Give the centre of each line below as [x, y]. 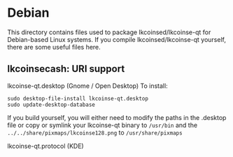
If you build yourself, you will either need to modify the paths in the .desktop [117, 117]
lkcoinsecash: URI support [66, 69]
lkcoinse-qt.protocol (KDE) [45, 146]
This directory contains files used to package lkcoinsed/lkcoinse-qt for [109, 32]
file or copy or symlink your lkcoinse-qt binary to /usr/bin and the [103, 125]
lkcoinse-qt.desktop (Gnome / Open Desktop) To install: [87, 86]
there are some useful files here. [54, 47]
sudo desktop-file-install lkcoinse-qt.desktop [78, 98]
